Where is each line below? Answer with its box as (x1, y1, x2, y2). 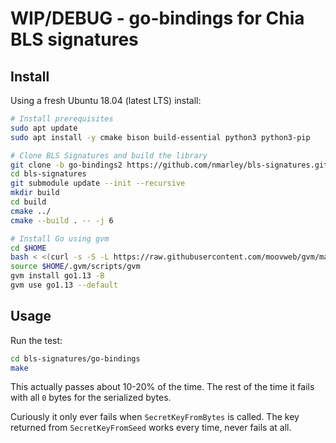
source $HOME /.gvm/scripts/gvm (10, 262, 141, 272)
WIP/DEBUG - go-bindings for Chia (10, 7, 305, 30)
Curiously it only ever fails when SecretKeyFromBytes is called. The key (10, 411, 300, 423)
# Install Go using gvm (10, 233, 110, 244)
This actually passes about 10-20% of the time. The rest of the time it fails (10, 381, 315, 393)
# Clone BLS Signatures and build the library (10, 150, 208, 161)
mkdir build (10, 188, 60, 198)
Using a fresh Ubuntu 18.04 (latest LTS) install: (10, 95, 202, 106)
